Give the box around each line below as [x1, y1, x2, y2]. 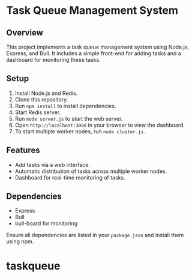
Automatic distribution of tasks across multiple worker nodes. [14, 168, 167, 175]
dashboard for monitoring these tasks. [6, 56, 101, 63]
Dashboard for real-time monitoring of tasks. [14, 174, 125, 181]
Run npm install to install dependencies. [14, 102, 116, 109]
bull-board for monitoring [14, 220, 78, 227]
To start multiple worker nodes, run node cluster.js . [14, 127, 145, 135]
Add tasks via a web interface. [14, 161, 90, 168]
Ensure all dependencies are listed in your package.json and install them [6, 232, 184, 239]
